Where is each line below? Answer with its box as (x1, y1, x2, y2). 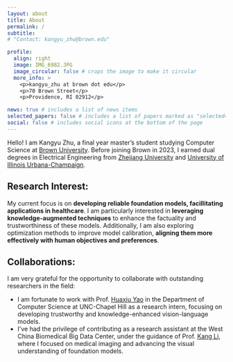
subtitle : (7, 29, 36, 37)
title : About (7, 17, 45, 24)
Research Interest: (7, 181, 89, 192)
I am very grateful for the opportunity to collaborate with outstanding (7, 274, 204, 283)
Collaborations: (7, 256, 76, 268)
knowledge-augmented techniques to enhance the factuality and (7, 213, 196, 222)
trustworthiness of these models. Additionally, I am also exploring (7, 221, 194, 229)
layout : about (7, 10, 49, 17)
